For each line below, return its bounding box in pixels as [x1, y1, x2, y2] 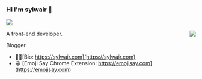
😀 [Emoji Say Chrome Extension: [14, 60, 97, 67]
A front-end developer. [6, 30, 63, 38]
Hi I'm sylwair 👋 [6, 5, 53, 14]
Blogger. [6, 42, 27, 49]
